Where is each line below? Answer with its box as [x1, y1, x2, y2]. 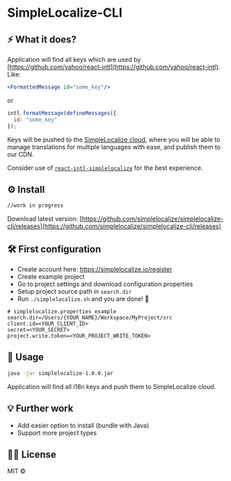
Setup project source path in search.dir [17, 287, 132, 295]
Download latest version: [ [7, 214, 82, 223]
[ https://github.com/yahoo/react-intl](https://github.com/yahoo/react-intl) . [7, 63, 221, 71]
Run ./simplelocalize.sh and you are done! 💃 [17, 294, 150, 303]
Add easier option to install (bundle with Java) [17, 421, 150, 429]
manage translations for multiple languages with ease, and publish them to [7, 143, 221, 151]
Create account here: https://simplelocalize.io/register [17, 265, 173, 273]
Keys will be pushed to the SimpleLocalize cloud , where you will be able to [7, 135, 221, 143]
